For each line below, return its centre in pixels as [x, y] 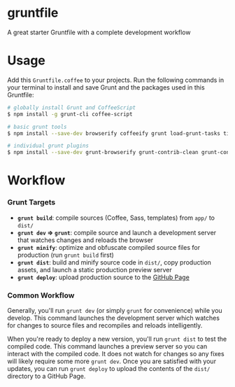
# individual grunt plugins [48, 146]
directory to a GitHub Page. [47, 376]
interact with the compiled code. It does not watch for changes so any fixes [116, 353]
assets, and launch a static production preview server [95, 269]
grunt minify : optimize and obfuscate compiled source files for [109, 247]
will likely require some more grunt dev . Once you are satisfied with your [112, 361]
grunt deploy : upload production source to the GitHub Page [104, 277]
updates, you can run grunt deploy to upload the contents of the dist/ [109, 368]
